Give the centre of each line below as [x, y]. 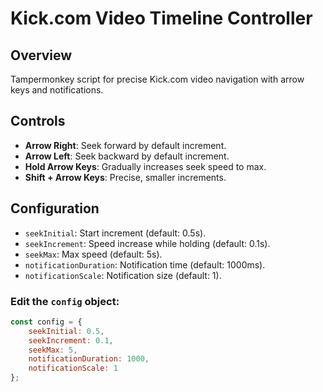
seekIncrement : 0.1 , [71, 340]
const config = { [46, 322]
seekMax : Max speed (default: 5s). [93, 254]
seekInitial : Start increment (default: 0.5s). [115, 233]
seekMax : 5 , [53, 350]
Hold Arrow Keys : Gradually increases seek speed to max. [145, 166]
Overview [41, 55]
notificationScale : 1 [73, 368]
